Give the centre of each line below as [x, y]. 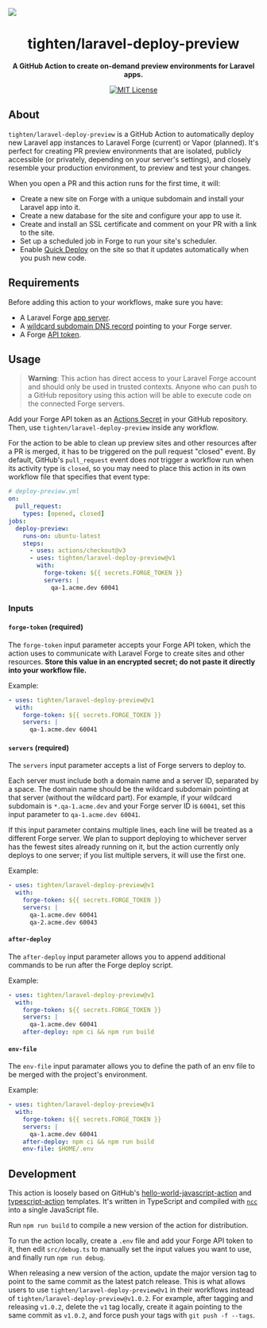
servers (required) [39, 747]
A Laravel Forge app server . [65, 317]
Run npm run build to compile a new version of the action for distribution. [128, 1225]
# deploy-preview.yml [44, 492]
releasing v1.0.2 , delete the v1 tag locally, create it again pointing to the [125, 1307]
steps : [33, 543]
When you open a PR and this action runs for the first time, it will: [114, 183]
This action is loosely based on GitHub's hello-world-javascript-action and [130, 1193]
